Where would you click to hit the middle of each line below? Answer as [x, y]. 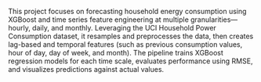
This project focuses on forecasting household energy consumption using [127, 11]
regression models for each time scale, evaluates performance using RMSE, [130, 61]
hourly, [20, 28]
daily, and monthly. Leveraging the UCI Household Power [125, 28]
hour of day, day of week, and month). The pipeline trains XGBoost [116, 53]
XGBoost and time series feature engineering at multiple [99, 20]
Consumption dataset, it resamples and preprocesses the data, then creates [131, 36]
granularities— [214, 20]
